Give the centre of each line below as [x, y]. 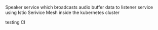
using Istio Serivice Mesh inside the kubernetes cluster [63, 12]
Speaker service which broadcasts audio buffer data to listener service [79, 7]
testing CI [15, 22]
